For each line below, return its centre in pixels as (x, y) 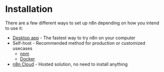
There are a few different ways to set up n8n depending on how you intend (82, 23)
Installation (29, 9)
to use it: (14, 28)
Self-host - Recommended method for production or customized (79, 43)
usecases (22, 48)
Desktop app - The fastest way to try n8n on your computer (74, 38)
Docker (27, 59)
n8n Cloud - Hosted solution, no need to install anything (70, 64)
